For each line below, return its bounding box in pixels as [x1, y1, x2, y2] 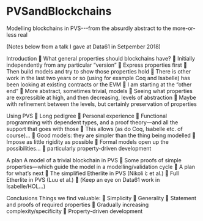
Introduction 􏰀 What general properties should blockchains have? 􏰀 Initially [6, 54, 196, 62]
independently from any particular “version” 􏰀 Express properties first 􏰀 [6, 61, 188, 69]
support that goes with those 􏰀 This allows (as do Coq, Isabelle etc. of [6, 125, 183, 132]
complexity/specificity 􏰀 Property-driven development [6, 207, 143, 215]
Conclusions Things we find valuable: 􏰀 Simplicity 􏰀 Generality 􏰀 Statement [6, 194, 197, 201]
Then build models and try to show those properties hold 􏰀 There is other [6, 67, 191, 75]
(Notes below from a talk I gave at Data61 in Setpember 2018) [6, 43, 161, 50]
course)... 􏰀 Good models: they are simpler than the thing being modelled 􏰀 [6, 132, 196, 139]
